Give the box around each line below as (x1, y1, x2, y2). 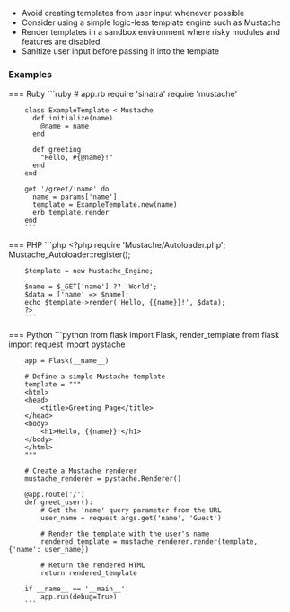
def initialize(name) (31, 114, 114, 123)
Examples (8, 67, 53, 80)
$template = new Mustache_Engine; (24, 267, 154, 276)
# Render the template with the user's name (40, 529, 210, 538)
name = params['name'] (31, 192, 118, 201)
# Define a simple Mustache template (24, 372, 166, 381)
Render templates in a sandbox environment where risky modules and (21, 27, 280, 37)
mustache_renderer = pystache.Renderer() (24, 475, 181, 483)
